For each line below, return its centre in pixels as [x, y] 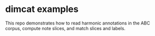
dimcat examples [42, 9]
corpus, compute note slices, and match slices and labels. [65, 28]
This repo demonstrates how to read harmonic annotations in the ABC [77, 23]
